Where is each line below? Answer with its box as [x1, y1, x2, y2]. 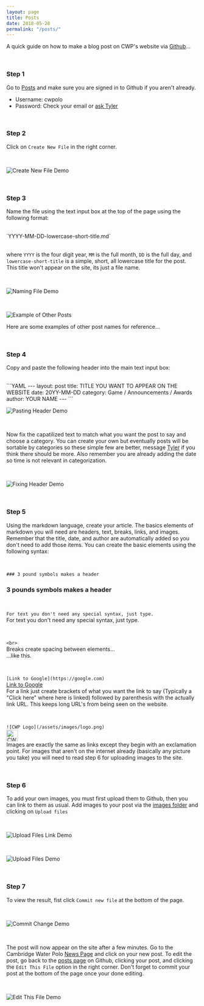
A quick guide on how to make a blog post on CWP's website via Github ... [6, 43, 191, 50]
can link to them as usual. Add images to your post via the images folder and [6, 801, 199, 809]
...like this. [6, 652, 32, 659]
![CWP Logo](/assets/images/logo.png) [6, 724, 105, 730]
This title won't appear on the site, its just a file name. [6, 264, 141, 271]
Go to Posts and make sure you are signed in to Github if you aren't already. [6, 84, 196, 91]
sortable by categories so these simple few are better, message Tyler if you [6, 444, 195, 451]
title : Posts [6, 15, 40, 21]
